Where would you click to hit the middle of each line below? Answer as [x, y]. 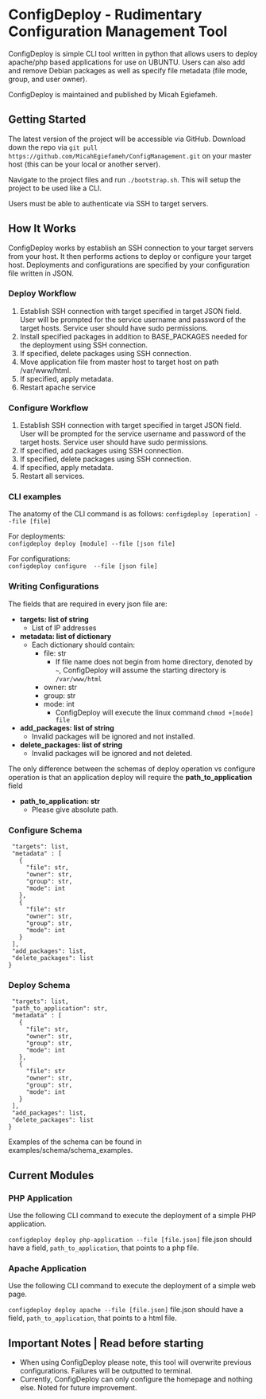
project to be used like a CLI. [55, 188]
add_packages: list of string [67, 727]
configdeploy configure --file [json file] [83, 566]
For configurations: [39, 558]
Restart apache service [58, 387]
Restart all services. [52, 476]
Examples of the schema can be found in [75, 1142]
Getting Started [47, 120]
